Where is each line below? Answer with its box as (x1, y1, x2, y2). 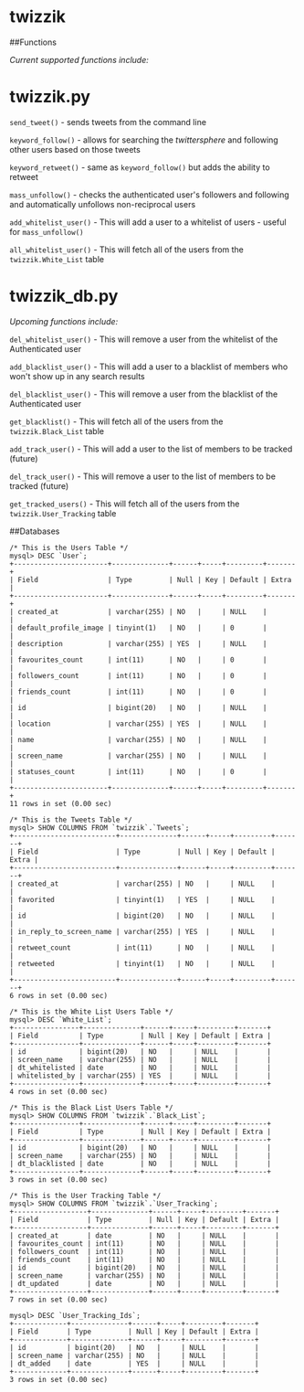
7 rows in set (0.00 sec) (9, 1295, 108, 1304)
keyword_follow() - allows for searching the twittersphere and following (9, 134, 278, 145)
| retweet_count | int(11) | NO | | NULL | (9, 943, 276, 952)
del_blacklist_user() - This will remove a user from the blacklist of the (9, 388, 278, 399)
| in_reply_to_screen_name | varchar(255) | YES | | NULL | (9, 927, 276, 936)
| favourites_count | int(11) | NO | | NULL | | (9, 1238, 280, 1249)
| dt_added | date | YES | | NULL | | (9, 1359, 259, 1368)
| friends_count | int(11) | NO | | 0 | (9, 687, 267, 696)
